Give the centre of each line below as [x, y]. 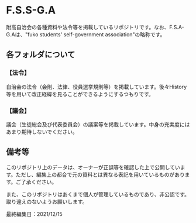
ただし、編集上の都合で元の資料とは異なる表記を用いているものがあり [100, 174]
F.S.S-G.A [31, 10]
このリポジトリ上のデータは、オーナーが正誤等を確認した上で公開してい [93, 167]
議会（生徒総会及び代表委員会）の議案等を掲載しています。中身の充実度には [98, 124]
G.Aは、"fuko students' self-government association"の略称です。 [86, 34]
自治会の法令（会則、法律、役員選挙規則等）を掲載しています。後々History [97, 87]
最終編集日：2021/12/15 [34, 214]
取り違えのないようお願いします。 [47, 201]
